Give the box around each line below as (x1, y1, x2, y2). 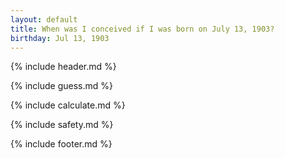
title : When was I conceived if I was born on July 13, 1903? (10, 24, 275, 34)
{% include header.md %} (10, 61, 117, 73)
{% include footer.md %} (10, 138, 113, 150)
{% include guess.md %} (10, 80, 113, 92)
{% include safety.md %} (10, 119, 114, 131)
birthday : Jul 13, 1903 (10, 33, 110, 43)
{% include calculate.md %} (10, 99, 126, 111)
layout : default (10, 14, 78, 25)
